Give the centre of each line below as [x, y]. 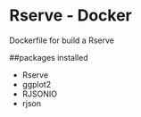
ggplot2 [37, 84]
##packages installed [49, 57]
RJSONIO [40, 94]
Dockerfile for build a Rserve [62, 40]
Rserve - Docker [70, 16]
